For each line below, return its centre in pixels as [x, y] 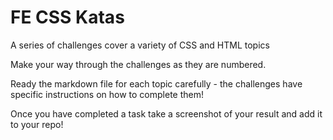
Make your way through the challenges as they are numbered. [138, 64]
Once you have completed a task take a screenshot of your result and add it [166, 113]
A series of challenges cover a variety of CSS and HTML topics [140, 45]
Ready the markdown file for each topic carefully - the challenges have [156, 83]
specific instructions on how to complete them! [107, 94]
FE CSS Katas [67, 17]
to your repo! [37, 124]
